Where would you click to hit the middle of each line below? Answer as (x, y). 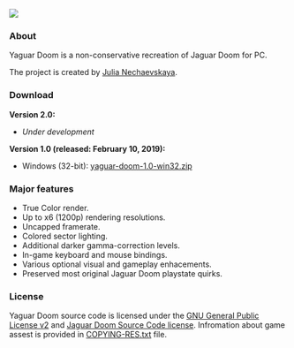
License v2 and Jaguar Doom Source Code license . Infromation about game (147, 325)
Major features (41, 188)
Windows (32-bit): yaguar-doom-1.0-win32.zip (107, 166)
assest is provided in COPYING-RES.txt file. (88, 335)
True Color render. (55, 208)
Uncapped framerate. (61, 226)
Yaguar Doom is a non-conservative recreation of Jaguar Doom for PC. (138, 55)
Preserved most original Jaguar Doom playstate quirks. (122, 273)
